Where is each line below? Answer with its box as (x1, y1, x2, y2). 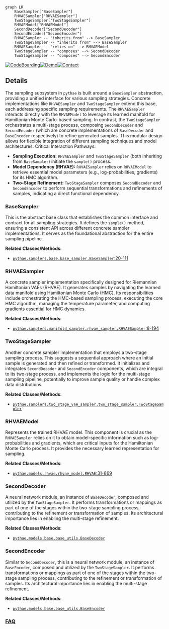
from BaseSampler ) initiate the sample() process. (12, 158, 112, 164)
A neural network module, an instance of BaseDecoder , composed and (5, 494, 149, 500)
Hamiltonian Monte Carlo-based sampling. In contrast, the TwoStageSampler (5, 116, 160, 123)
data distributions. (5, 381, 43, 387)
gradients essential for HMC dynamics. (5, 306, 86, 312)
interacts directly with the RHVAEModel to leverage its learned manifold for (5, 111, 155, 117)
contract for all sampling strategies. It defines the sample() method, (5, 220, 145, 226)
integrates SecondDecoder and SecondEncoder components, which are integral (5, 365, 163, 372)
